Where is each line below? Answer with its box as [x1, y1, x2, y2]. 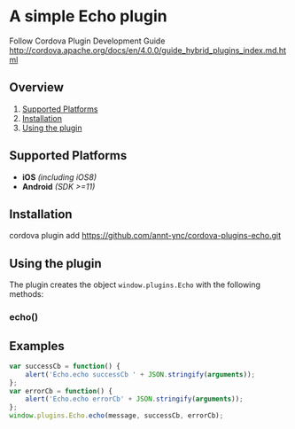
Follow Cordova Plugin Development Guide [9, 35, 166, 46]
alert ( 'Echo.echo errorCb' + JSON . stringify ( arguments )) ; [25, 394, 244, 404]
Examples [9, 339, 65, 354]
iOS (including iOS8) [21, 171, 97, 183]
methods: [9, 289, 44, 300]
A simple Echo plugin [9, 6, 168, 27]
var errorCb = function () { [9, 386, 113, 395]
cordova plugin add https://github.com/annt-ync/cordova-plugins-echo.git [9, 230, 282, 241]
